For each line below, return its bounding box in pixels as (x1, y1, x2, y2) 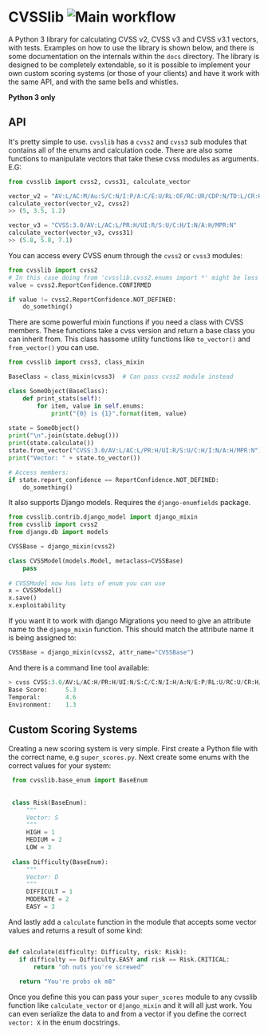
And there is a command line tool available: (8, 663, 150, 672)
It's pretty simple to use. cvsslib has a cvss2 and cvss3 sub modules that (8, 137, 247, 146)
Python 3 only (8, 92, 56, 102)
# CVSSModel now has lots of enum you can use (8, 579, 166, 587)
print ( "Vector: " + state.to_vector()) (8, 454, 141, 462)
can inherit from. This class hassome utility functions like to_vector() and (8, 334, 251, 344)
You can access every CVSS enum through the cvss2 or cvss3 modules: (8, 250, 243, 260)
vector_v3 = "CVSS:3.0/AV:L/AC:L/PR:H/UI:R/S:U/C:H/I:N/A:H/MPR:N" (8, 221, 238, 229)
